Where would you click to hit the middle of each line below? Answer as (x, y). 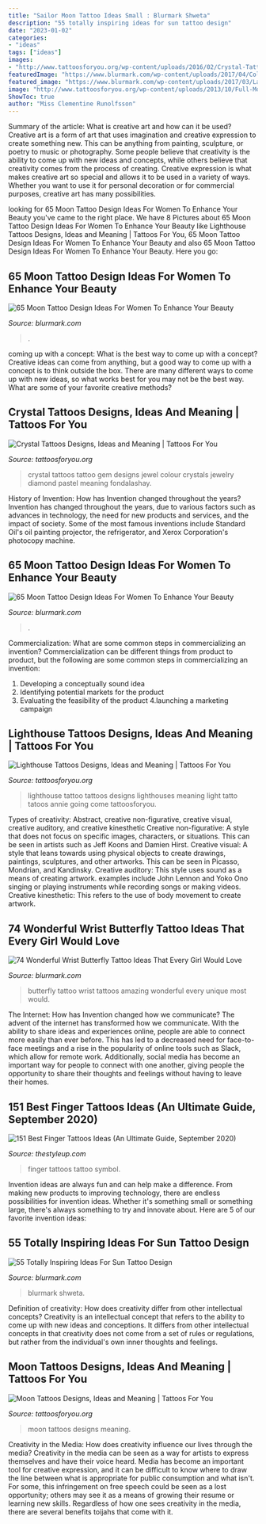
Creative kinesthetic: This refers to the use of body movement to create (125, 896)
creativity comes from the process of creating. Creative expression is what (130, 169)
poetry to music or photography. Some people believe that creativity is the (129, 152)
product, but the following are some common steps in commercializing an (128, 659)
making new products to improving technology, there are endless (114, 1193)
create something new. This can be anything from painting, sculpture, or (126, 143)
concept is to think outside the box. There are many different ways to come (131, 370)
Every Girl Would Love (64, 941)
